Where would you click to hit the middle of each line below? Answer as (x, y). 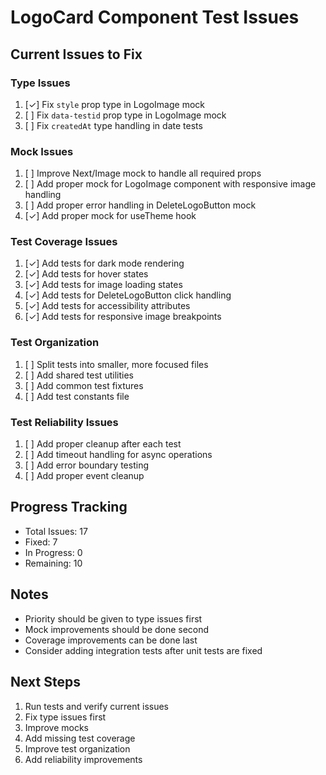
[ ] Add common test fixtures (84, 385)
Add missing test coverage (80, 738)
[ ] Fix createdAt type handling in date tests (113, 125)
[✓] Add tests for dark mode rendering (104, 263)
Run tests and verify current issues (96, 706)
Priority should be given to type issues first (113, 618)
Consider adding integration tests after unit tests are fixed (143, 650)
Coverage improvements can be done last (111, 640)
